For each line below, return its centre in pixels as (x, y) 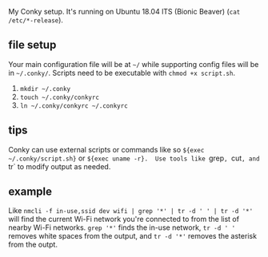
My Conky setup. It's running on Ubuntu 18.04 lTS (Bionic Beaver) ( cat (124, 12)
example (30, 192)
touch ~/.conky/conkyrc (60, 97)
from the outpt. (33, 245)
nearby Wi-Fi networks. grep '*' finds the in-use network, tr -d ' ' (122, 227)
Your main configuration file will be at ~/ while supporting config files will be (134, 64)
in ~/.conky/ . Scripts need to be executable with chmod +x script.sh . (122, 73)
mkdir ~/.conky (45, 89)
